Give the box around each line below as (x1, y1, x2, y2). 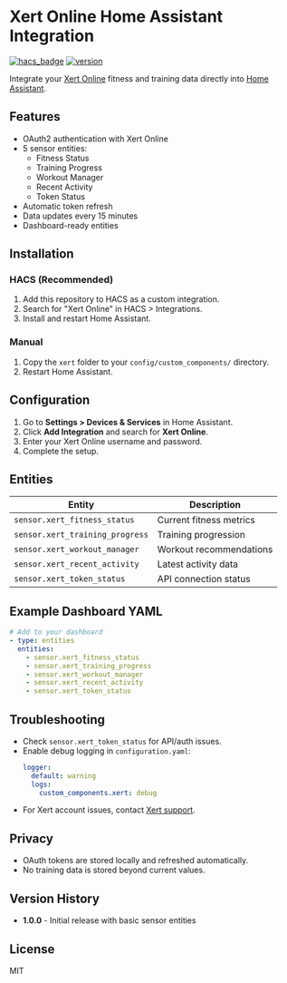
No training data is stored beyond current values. (22, 864, 206, 876)
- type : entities (9, 637, 75, 646)
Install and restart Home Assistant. (22, 313, 151, 324)
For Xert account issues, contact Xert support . (22, 804, 196, 815)
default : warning (31, 771, 97, 781)
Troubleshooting (9, 712, 106, 727)
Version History (9, 891, 100, 906)
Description (189, 499, 242, 511)
